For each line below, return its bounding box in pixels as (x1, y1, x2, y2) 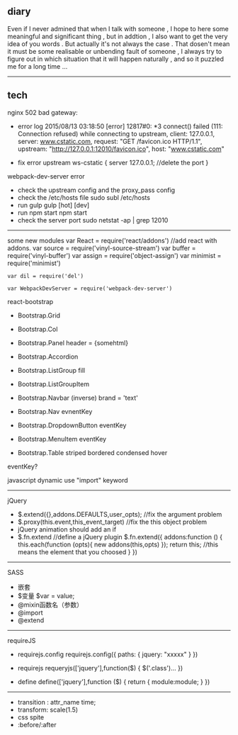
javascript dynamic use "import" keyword (7, 476, 128, 484)
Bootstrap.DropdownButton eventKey (17, 421, 127, 430)
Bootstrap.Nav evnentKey (17, 407, 93, 415)
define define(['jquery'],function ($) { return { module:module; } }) (17, 677, 210, 686)
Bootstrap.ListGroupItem (17, 379, 90, 388)
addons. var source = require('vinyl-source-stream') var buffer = (7, 244, 196, 252)
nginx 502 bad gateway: (7, 108, 78, 116)
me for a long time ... (7, 62, 68, 70)
